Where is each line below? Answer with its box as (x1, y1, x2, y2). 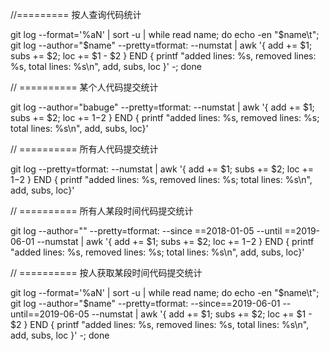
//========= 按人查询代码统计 (10, 9, 142, 20)
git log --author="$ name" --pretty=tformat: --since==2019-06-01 (10, 298, 281, 309)
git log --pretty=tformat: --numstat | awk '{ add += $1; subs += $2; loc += (10, 163, 314, 175)
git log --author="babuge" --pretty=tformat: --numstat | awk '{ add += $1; (10, 101, 315, 113)
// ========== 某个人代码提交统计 (10, 81, 159, 93)
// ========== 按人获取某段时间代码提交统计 (10, 267, 203, 278)
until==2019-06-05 (10, 308, 90, 320)
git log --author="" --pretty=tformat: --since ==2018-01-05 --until (10, 225, 283, 237)
